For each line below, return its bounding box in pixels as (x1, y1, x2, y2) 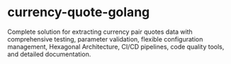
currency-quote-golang (7, 4, 150, 20)
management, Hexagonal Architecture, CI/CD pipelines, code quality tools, (7, 42, 225, 51)
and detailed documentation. (7, 50, 91, 58)
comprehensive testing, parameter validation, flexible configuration (7, 34, 203, 43)
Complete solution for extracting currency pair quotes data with (7, 27, 193, 36)
